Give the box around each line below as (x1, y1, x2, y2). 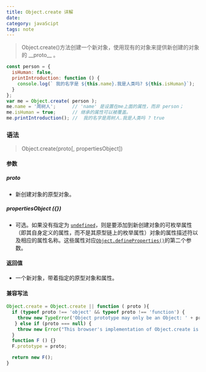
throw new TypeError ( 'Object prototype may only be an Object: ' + (17, 314, 193, 321)
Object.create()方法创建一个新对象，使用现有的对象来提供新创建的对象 (21, 44, 200, 51)
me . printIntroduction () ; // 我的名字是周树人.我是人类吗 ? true (6, 115, 165, 122)
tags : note (6, 26, 34, 33)
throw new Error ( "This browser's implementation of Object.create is (17, 326, 199, 332)
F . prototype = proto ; (12, 343, 67, 350)
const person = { (6, 64, 51, 70)
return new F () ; (12, 354, 53, 361)
